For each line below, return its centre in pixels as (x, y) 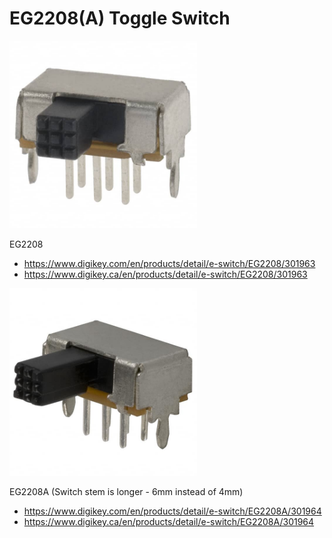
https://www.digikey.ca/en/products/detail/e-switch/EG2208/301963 (165, 274)
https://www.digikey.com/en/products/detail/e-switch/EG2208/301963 (169, 263)
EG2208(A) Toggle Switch (120, 18)
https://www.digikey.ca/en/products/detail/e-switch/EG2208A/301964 (169, 521)
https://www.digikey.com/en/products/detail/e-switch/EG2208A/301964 (172, 511)
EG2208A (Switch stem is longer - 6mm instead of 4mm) (126, 491)
